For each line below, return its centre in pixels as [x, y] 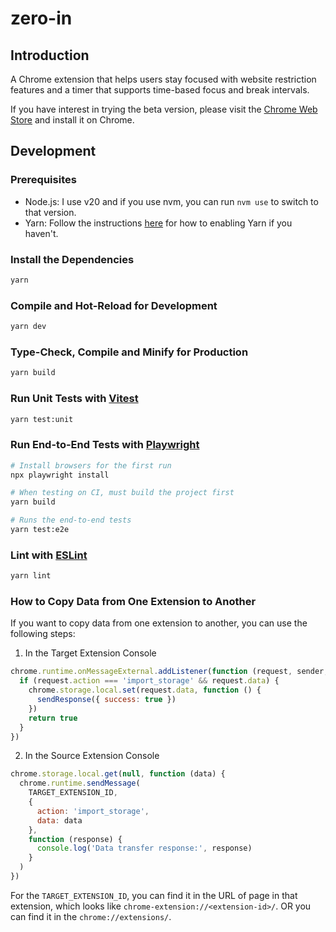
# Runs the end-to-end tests [71, 520]
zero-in [41, 18]
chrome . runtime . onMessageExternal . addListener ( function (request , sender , [169, 672]
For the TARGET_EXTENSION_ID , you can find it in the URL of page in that [154, 895]
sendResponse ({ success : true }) [106, 700]
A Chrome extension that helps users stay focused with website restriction [163, 79]
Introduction [50, 55]
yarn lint [31, 576]
